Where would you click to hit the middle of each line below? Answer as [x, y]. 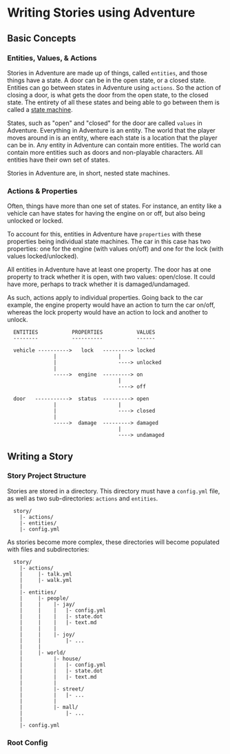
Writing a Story [40, 456]
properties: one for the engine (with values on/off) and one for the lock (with [115, 249]
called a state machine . [40, 109]
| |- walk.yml [46, 580]
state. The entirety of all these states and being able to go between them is [114, 102]
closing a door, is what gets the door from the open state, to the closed [108, 95]
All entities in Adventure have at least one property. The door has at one [109, 270]
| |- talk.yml [46, 574]
